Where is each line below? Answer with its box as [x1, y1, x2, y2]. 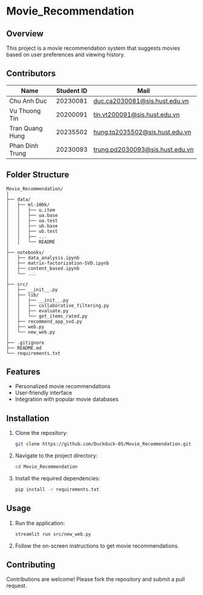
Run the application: [14, 519, 65, 526]
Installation [6, 413, 50, 423]
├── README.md [6, 345, 42, 351]
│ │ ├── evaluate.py [6, 308, 69, 314]
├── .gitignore [6, 340, 45, 346]
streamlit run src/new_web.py [14, 531, 92, 537]
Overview [6, 29, 44, 39]
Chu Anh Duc [9, 96, 47, 105]
